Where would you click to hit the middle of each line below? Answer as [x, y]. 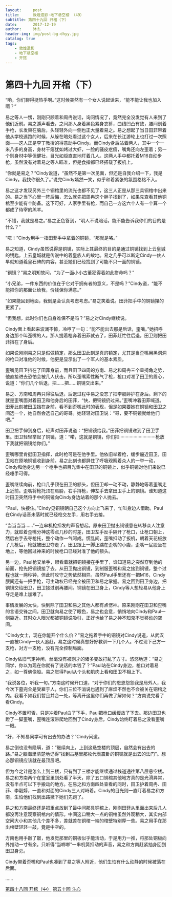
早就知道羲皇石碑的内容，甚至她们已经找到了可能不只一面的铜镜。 [75, 262]
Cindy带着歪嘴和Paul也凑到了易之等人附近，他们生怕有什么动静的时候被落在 [85, 862]
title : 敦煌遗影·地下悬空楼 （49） [45, 15]
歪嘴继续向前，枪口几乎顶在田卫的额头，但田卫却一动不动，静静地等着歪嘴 [84, 484]
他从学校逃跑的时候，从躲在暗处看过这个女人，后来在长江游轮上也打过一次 [84, 137]
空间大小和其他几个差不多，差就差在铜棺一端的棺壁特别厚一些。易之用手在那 [86, 821]
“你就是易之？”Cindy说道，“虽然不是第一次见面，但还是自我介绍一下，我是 [84, 173]
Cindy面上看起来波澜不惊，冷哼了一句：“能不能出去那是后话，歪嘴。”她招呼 [84, 329]
